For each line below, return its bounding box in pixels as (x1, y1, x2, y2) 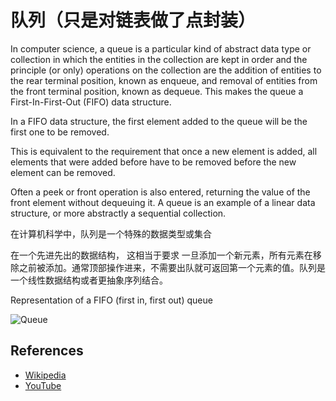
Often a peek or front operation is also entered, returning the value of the (10, 186, 311, 198)
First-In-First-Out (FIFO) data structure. (10, 96, 172, 108)
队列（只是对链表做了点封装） (10, 9, 257, 32)
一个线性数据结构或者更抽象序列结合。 (10, 274, 168, 286)
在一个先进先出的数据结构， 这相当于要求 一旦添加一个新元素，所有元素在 (10, 249, 313, 261)
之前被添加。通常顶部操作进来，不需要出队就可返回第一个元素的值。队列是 (18, 261, 326, 273)
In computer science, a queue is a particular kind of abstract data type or (10, 42, 312, 55)
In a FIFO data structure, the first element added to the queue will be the (10, 115, 308, 127)
